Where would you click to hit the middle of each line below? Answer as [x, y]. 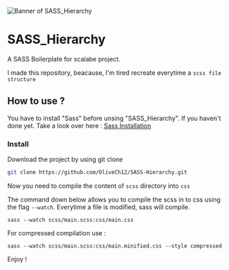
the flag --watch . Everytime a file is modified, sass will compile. [99, 207]
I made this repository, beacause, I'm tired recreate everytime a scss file [114, 72]
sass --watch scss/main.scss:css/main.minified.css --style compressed [114, 246]
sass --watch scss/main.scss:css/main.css [70, 220]
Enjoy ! [17, 259]
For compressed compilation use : [57, 233]
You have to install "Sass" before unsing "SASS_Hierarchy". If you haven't [114, 118]
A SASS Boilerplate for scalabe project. [64, 59]
